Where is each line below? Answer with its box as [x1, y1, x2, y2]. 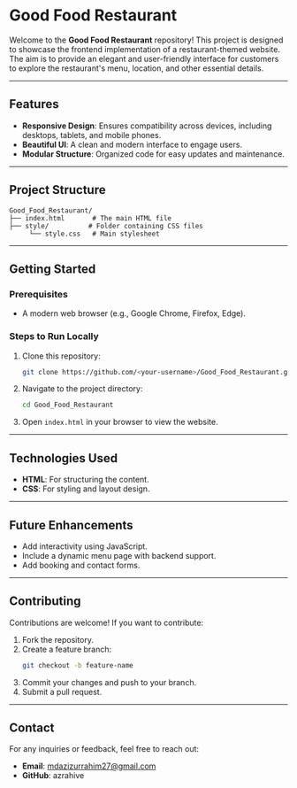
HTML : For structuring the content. [21, 475, 149, 485]
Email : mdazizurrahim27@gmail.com [21, 761, 156, 771]
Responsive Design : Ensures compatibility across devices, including [21, 120, 272, 131]
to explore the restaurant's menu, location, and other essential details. [9, 63, 264, 73]
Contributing [9, 594, 81, 609]
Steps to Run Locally [9, 330, 99, 343]
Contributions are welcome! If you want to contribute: [9, 617, 204, 628]
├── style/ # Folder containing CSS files [9, 221, 203, 230]
